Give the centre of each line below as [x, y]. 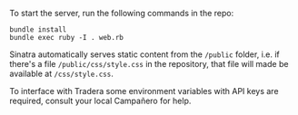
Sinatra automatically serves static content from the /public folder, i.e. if [144, 54]
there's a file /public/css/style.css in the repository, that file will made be [149, 64]
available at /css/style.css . [61, 73]
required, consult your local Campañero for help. [100, 101]
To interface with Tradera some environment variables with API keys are [144, 91]
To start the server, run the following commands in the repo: [122, 13]
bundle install [38, 30]
